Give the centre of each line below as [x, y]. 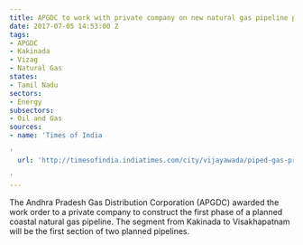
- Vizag [24, 60]
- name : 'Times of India [56, 136]
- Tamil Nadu [34, 85]
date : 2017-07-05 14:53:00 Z [64, 26]
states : [24, 77]
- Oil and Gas [36, 118]
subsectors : [32, 110]
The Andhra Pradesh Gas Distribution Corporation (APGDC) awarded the [144, 202]
